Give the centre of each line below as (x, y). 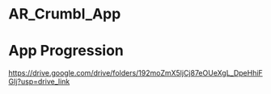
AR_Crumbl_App (65, 14)
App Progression (66, 51)
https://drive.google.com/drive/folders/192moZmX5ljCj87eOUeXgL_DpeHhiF (135, 73)
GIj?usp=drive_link (39, 82)
